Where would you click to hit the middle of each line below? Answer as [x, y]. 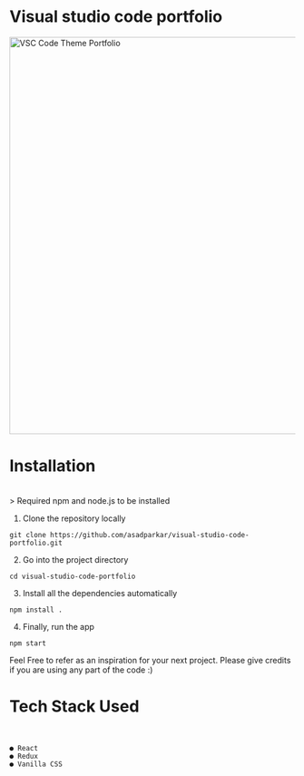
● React [24, 748]
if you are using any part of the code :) [81, 670]
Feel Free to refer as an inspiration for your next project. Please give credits [150, 660]
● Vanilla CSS [36, 764]
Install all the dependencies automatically [100, 593]
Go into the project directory [75, 559]
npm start [28, 643]
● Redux [24, 756]
